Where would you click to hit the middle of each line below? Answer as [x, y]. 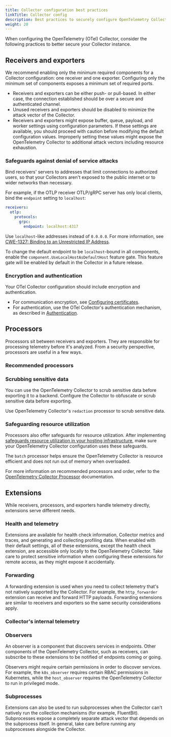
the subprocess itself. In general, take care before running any [70, 724]
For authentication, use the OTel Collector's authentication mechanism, [87, 307]
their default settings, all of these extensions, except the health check [78, 546]
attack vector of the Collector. [44, 115]
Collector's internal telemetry [42, 621]
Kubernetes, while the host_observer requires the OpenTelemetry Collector [83, 678]
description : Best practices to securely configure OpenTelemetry [77, 19]
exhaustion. [25, 148]
